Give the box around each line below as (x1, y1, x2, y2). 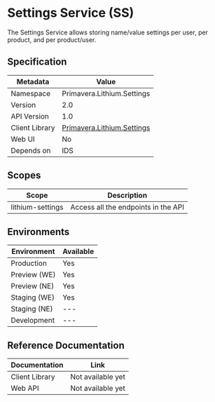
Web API (11, 384, 39, 394)
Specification (7, 56, 67, 68)
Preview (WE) (11, 270, 56, 280)
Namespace (11, 88, 51, 98)
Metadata (16, 76, 50, 86)
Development (11, 316, 55, 326)
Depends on (11, 145, 51, 155)
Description (107, 190, 148, 200)
